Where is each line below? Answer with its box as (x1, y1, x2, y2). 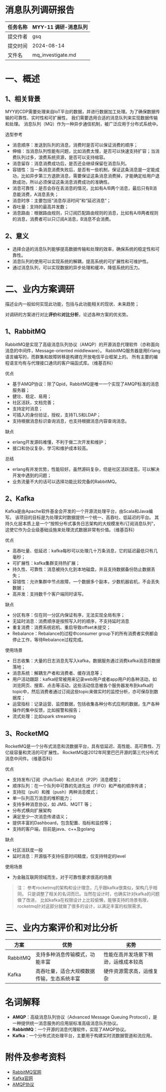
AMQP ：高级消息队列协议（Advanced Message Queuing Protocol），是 (12, 1014, 157, 1020)
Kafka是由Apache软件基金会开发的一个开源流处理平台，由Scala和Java (5, 508, 149, 514)
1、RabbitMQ (5, 327, 46, 336)
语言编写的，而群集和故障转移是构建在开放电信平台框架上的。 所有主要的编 (5, 354, 158, 360)
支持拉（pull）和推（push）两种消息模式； (12, 789, 99, 795)
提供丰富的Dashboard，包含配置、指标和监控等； (12, 820, 113, 826)
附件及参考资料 (5, 1052, 66, 1063)
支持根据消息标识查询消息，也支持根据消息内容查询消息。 (12, 418, 129, 424)
